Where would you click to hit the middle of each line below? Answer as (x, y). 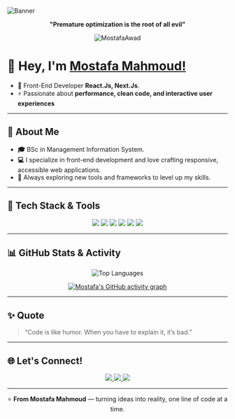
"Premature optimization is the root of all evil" (117, 24)
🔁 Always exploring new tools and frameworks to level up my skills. (114, 177)
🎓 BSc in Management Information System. (81, 149)
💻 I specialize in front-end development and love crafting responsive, (118, 159)
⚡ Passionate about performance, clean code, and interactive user (115, 93)
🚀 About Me (33, 132)
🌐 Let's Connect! (45, 361)
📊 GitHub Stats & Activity (64, 253)
